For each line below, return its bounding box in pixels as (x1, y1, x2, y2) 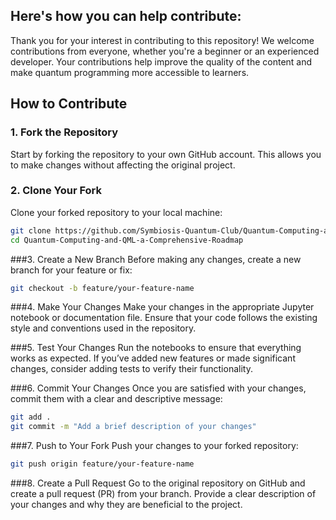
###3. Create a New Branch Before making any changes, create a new (10, 253, 302, 265)
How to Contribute (10, 95, 128, 113)
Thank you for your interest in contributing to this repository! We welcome (10, 34, 315, 46)
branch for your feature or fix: (10, 264, 133, 276)
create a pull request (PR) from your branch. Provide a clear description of (10, 488, 317, 500)
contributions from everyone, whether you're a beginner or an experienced (10, 45, 320, 57)
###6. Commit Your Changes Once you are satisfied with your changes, (10, 382, 307, 394)
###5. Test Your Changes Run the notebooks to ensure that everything (10, 342, 302, 354)
